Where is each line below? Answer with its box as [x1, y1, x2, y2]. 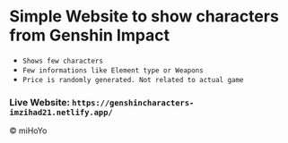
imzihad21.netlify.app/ [9, 107, 114, 117]
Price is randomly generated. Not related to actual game [22, 75, 244, 84]
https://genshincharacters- [71, 97, 195, 108]
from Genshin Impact [9, 25, 170, 46]
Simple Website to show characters [9, 6, 280, 27]
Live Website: [9, 96, 70, 108]
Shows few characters [22, 56, 103, 65]
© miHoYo [9, 125, 48, 136]
